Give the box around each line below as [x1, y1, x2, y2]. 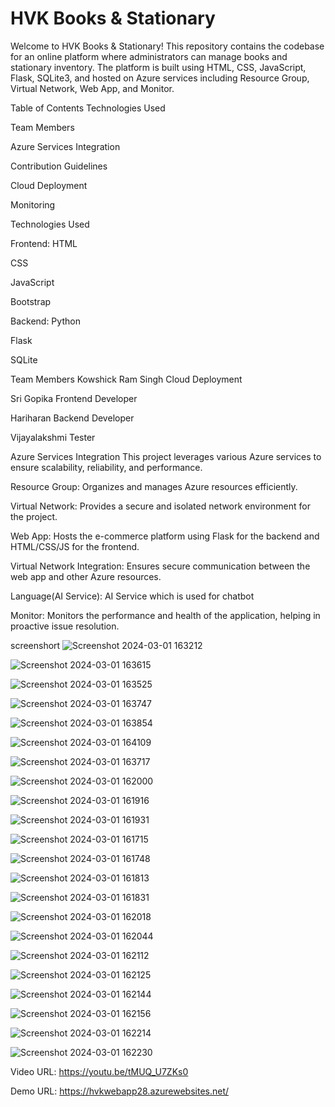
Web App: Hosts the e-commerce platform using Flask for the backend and [10, 530, 320, 542]
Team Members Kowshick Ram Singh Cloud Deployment [10, 373, 243, 385]
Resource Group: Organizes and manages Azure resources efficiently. [10, 480, 298, 492]
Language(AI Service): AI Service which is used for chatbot [10, 590, 255, 602]
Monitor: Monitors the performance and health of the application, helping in [10, 609, 321, 621]
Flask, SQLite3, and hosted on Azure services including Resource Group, [10, 72, 310, 84]
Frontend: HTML [10, 237, 78, 249]
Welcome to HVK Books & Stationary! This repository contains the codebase [10, 40, 325, 52]
